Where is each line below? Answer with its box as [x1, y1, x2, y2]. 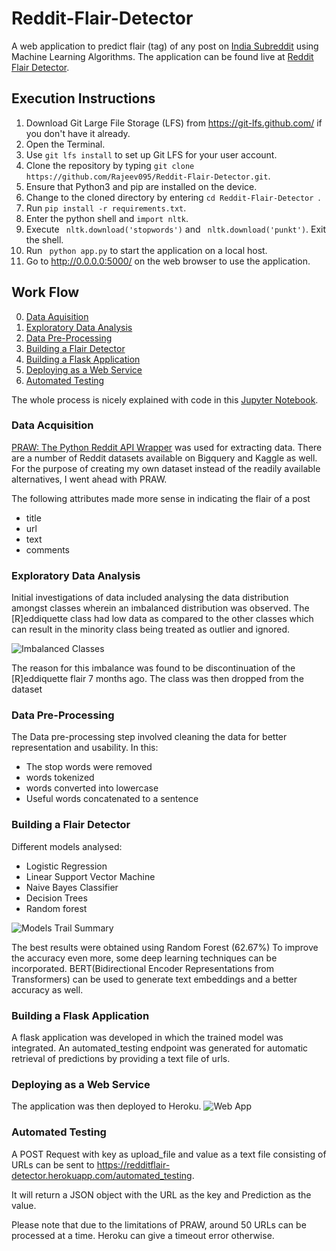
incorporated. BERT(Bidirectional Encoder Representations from [11, 962, 274, 974]
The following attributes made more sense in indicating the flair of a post [11, 492, 311, 504]
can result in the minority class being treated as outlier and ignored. [11, 623, 290, 636]
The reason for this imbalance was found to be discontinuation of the [11, 662, 296, 674]
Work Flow [11, 284, 80, 301]
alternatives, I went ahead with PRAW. [11, 473, 168, 485]
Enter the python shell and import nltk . [25, 212, 189, 224]
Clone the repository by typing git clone [25, 159, 195, 171]
